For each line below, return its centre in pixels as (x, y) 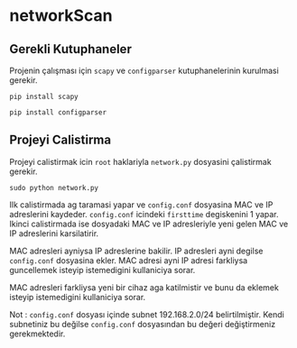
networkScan (61, 16)
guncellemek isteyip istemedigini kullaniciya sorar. (102, 270)
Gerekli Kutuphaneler (71, 49)
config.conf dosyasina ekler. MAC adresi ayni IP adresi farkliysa (129, 260)
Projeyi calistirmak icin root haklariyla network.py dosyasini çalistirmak (141, 161)
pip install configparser (58, 113)
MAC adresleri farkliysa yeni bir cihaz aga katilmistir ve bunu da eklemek (144, 287)
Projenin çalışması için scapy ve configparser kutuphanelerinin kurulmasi (144, 70)
